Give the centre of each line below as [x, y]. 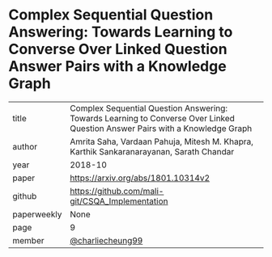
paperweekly [37, 214]
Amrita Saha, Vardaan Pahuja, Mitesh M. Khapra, [161, 141]
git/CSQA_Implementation [119, 201]
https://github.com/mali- [117, 191]
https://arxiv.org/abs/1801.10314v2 [140, 178]
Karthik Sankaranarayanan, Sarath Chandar [152, 151]
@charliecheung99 [106, 240]
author [25, 146]
